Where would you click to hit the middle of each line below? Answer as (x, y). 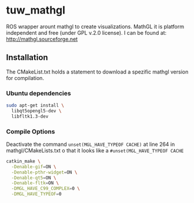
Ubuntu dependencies (39, 93)
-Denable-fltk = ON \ (35, 183)
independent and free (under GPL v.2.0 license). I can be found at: (86, 32)
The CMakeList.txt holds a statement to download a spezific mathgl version (97, 72)
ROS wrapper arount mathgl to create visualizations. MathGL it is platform (95, 26)
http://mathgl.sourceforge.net (42, 39)
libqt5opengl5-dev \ (36, 111)
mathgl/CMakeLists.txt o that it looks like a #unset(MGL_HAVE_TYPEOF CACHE (95, 150)
